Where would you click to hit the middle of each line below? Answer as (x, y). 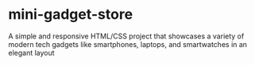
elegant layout (31, 52)
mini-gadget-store (71, 14)
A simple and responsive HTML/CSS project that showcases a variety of (126, 36)
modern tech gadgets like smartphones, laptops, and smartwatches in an (128, 44)
